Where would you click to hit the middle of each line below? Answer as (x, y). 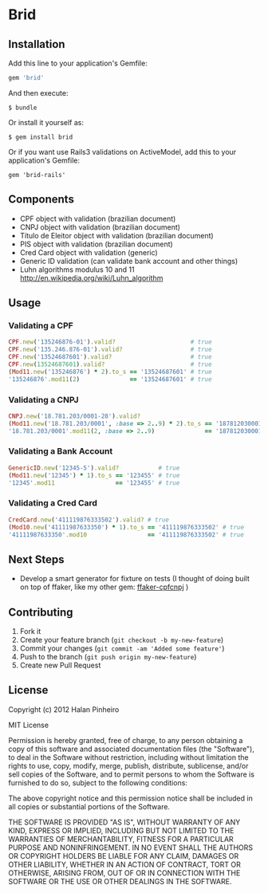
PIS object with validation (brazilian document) (96, 244)
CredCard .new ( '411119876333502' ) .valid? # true (89, 520)
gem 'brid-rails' (37, 175)
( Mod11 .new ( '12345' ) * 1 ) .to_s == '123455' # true (94, 475)
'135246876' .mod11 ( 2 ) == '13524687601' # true (110, 379)
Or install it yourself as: (46, 122)
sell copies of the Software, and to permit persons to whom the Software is (132, 774)
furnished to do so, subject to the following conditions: (98, 782)
